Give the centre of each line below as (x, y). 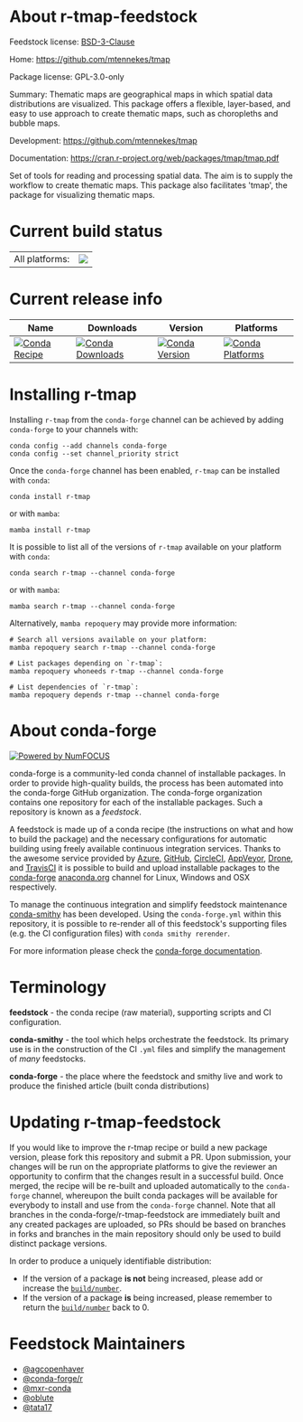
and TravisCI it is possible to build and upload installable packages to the (145, 867)
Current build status (86, 231)
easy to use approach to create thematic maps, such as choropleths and (144, 113)
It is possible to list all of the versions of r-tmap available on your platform (146, 546)
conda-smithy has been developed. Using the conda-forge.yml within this (146, 914)
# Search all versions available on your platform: (108, 639)
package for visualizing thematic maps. (82, 194)
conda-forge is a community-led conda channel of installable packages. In (147, 773)
